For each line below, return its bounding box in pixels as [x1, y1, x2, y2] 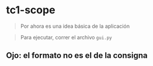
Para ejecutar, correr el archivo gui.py [20, 34, 112, 41]
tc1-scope [6, 3, 55, 17]
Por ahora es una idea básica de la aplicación [20, 23, 130, 30]
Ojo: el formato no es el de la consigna [6, 50, 148, 61]
